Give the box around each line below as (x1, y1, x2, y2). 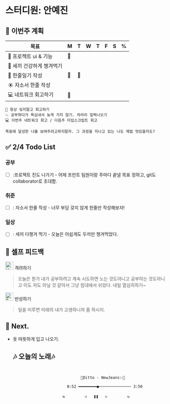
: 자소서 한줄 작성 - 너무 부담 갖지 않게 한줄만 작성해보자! (12, 205, 125, 211)
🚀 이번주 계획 (5, 27, 44, 35)
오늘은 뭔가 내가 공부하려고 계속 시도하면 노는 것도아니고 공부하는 (17, 276, 148, 282)
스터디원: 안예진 (5, 5, 68, 16)
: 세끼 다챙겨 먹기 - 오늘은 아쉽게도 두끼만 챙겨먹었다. (12, 231, 118, 237)
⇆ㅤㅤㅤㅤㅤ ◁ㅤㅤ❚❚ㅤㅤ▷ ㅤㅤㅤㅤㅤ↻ (62, 394, 130, 399)
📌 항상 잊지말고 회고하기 (5, 107, 50, 112)
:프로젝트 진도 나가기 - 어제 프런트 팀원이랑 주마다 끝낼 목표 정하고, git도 (12, 171, 156, 178)
